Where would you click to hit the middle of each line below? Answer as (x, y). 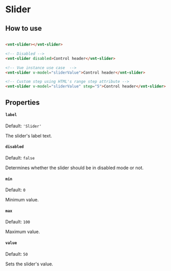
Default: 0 (15, 190)
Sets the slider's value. (29, 264)
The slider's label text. (29, 135)
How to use (24, 28)
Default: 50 (17, 254)
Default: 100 (18, 222)
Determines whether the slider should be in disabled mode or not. (74, 168)
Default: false (20, 157)
